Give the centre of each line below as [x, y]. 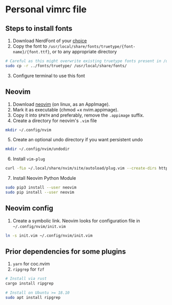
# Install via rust [26, 279]
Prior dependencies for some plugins [66, 252]
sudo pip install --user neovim [40, 193]
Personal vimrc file [46, 9]
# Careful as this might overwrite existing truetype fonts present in [83, 61]
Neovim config [29, 208]
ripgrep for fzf [28, 269]
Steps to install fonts [39, 28]
